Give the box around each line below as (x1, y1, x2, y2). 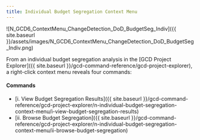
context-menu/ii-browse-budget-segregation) (14, 126, 128, 134)
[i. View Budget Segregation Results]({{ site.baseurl (14, 95, 142, 102)
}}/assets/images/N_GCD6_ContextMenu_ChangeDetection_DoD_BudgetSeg (6, 38, 194, 45)
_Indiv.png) (6, 44, 34, 51)
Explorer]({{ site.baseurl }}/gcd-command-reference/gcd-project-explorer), (6, 62, 193, 69)
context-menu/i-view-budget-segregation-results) (14, 108, 139, 115)
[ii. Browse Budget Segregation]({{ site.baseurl (14, 114, 130, 121)
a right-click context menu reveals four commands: (6, 68, 133, 75)
